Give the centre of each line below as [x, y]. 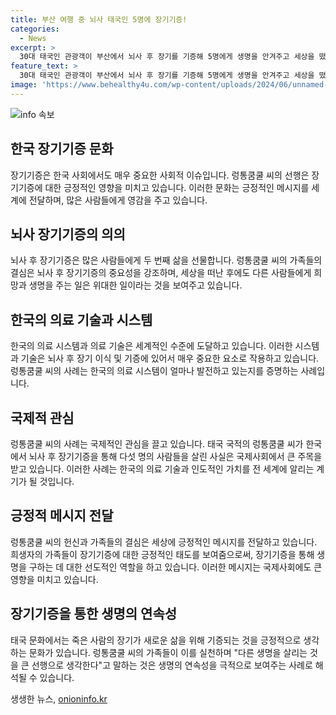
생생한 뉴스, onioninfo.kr [59, 698]
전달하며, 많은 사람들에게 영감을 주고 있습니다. [118, 200]
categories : [35, 29]
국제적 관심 [42, 417]
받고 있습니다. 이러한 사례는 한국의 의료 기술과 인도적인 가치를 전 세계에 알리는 [162, 469]
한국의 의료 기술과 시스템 [81, 319]
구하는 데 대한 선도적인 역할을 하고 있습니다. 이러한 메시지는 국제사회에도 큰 [175, 567]
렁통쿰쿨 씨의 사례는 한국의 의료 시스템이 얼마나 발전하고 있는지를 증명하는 [154, 371]
